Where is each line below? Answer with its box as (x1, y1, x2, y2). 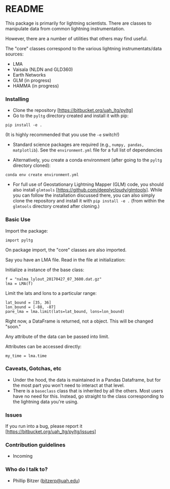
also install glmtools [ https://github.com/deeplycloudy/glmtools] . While (12, 187, 163, 193)
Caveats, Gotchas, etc (5, 365, 61, 372)
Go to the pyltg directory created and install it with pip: (12, 112, 129, 119)
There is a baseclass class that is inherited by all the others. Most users (12, 387, 163, 393)
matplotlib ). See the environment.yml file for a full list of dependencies (12, 147, 163, 153)
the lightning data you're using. (12, 399, 78, 405)
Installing (5, 96, 29, 103)
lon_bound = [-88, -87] (5, 304, 56, 310)
